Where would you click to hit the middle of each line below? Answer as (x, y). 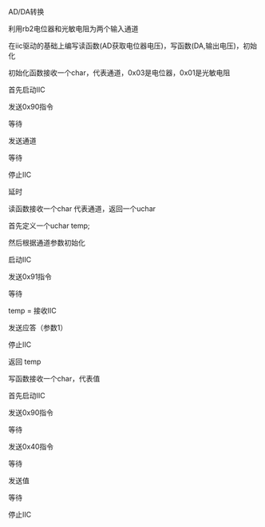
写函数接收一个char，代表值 (54, 379)
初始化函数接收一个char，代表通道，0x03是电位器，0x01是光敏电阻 (119, 73)
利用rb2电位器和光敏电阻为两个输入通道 (73, 29)
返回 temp (25, 361)
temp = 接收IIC (33, 311)
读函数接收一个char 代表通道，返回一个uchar (82, 209)
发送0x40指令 (31, 447)
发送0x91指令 (30, 277)
